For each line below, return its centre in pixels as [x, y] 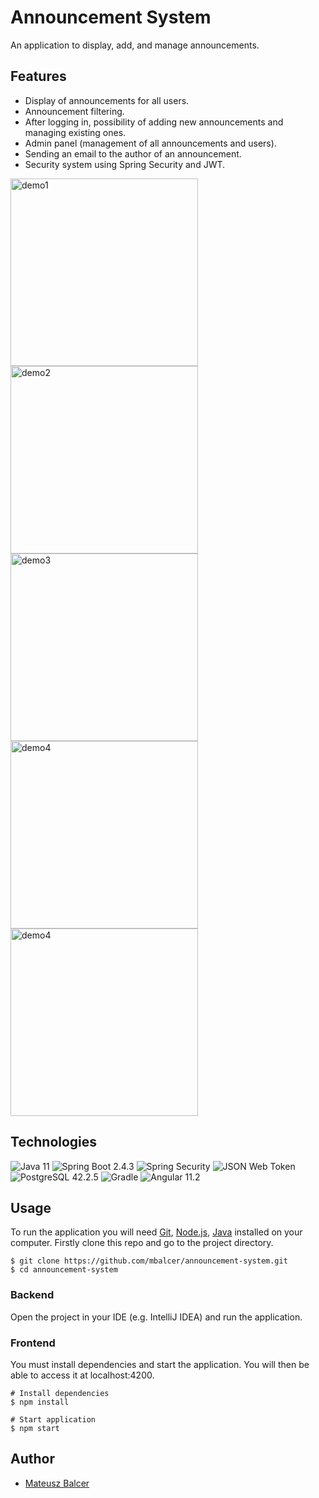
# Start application [53, 1419]
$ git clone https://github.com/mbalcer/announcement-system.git [149, 1261]
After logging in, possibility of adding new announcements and [154, 122]
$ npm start [35, 1428]
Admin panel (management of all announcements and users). [150, 143]
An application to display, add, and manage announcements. [135, 45]
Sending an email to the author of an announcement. [133, 153]
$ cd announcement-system [64, 1270]
